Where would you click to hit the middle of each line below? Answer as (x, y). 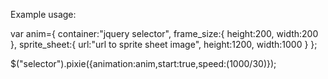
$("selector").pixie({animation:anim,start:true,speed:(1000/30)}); (143, 63)
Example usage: (43, 14)
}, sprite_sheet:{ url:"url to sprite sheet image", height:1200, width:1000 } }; (164, 44)
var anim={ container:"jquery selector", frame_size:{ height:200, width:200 (164, 33)
